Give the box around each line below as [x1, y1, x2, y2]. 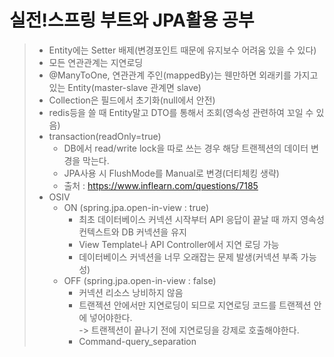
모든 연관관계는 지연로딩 [48, 56, 144, 68]
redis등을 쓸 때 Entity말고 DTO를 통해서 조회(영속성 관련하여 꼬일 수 [48, 106, 314, 118]
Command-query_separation [78, 335, 197, 347]
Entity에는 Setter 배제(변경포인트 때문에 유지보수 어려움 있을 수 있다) [48, 44, 317, 56]
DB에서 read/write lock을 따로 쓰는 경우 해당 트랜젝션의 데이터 [63, 142, 309, 154]
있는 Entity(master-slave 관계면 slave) [48, 81, 202, 93]
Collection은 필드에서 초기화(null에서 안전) [48, 94, 216, 106]
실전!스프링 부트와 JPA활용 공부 [9, 9, 255, 32]
